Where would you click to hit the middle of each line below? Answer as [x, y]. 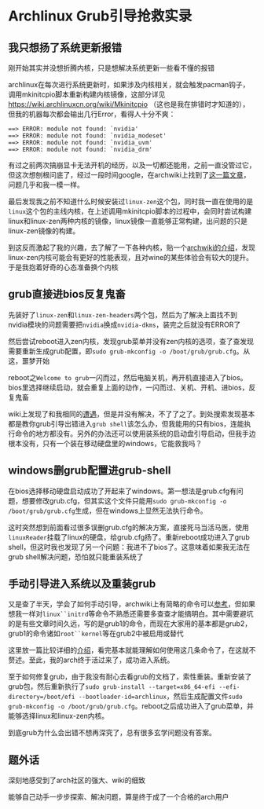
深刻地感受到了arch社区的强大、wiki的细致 [77, 780]
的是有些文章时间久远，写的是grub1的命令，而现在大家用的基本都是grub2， [130, 624]
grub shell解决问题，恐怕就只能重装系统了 [76, 556]
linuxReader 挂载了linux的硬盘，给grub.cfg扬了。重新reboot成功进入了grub [129, 537]
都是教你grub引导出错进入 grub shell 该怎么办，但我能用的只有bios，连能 [126, 423]
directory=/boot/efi [42, 697]
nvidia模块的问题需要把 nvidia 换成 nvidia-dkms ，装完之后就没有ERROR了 [125, 324]
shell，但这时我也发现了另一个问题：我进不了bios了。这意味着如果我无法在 [129, 547]
